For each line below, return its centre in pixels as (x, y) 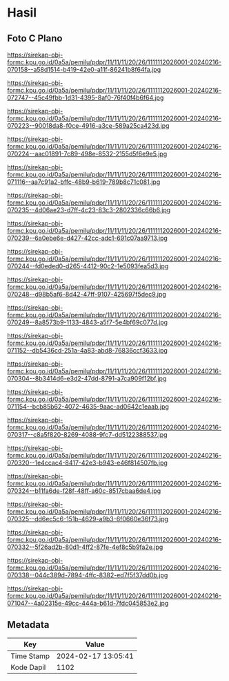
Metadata (28, 625)
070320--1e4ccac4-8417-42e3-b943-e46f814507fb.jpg (87, 463)
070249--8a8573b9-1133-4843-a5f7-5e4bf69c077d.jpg (87, 322)
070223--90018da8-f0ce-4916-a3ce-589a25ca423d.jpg (88, 125)
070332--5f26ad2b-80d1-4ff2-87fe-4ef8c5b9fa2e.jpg (85, 547)
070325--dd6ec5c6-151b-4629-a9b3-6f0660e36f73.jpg (88, 519)
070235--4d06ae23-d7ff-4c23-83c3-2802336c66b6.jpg (89, 210)
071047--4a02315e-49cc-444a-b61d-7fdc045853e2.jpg (88, 603)
